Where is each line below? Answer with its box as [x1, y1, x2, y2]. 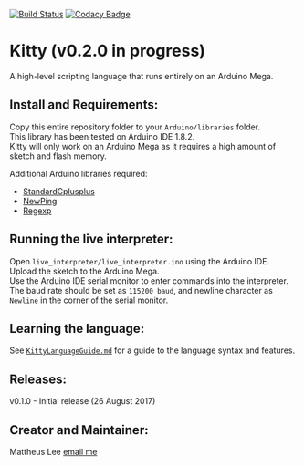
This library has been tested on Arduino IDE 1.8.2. [9, 130, 195, 141]
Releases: [9, 371, 67, 387]
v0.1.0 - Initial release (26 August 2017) [9, 396, 156, 407]
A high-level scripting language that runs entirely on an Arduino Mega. [9, 70, 274, 81]
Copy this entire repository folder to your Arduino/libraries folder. [9, 121, 261, 132]
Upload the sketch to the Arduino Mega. [9, 265, 160, 276]
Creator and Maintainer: [9, 422, 149, 438]
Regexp [22, 205, 52, 216]
